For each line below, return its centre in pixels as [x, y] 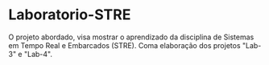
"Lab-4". [38, 54]
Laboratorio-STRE [70, 15]
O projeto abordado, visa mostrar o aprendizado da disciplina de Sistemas [131, 37]
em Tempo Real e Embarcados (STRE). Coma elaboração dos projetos [124, 45]
